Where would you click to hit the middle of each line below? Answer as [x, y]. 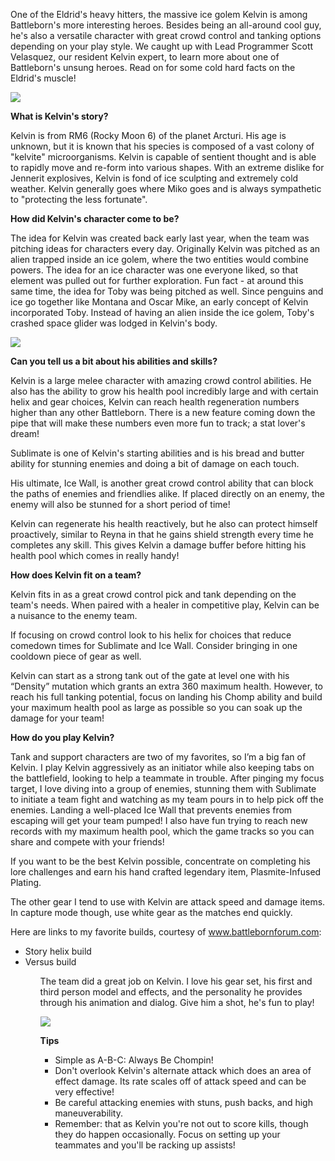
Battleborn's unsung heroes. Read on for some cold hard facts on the [153, 67]
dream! [25, 433]
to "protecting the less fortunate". [79, 199]
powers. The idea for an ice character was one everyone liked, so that [154, 270]
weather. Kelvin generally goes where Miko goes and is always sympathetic [166, 188]
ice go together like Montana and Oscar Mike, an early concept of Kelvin [159, 302]
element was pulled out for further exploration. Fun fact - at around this [157, 280]
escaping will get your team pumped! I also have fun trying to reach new [159, 820]
